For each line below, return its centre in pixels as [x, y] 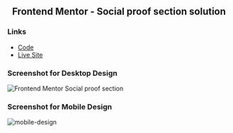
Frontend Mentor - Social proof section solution [119, 12]
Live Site [30, 54]
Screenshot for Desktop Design [63, 73]
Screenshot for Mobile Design [59, 107]
